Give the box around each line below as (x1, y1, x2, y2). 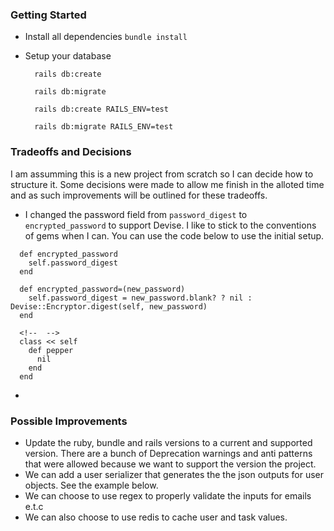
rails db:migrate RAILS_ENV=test (34, 122, 174, 132)
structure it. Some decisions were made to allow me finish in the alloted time (10, 178, 325, 190)
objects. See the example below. (24, 479, 159, 491)
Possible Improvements (10, 414, 128, 428)
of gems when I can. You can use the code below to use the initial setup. (24, 229, 325, 242)
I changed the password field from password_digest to (24, 208, 248, 220)
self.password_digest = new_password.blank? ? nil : (28, 293, 253, 303)
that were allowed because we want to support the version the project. (24, 458, 317, 470)
